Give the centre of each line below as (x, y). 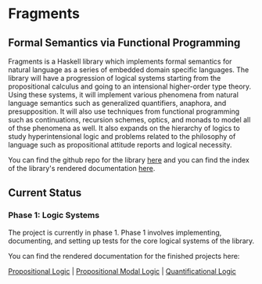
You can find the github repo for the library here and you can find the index (129, 160)
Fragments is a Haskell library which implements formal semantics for (120, 61)
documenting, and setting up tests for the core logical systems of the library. (131, 241)
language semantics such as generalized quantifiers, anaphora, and (117, 103)
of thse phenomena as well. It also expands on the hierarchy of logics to (124, 128)
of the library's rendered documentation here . (82, 168)
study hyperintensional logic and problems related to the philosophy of (122, 137)
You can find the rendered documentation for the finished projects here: (124, 256)
